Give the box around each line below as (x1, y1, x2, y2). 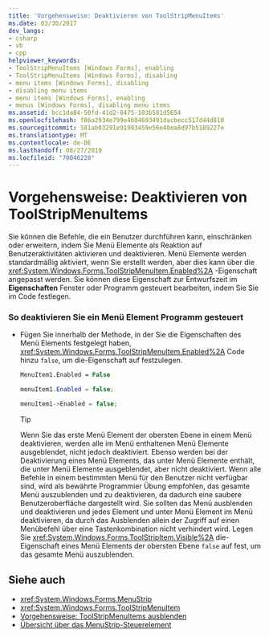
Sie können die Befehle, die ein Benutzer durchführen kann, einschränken (8, 232, 252, 242)
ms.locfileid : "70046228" (8, 153, 95, 161)
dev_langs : (8, 27, 45, 35)
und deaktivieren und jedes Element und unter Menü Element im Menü (19, 507, 253, 517)
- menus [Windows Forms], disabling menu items (8, 101, 171, 109)
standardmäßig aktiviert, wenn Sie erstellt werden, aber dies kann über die (8, 258, 255, 267)
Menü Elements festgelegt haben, (19, 338, 132, 348)
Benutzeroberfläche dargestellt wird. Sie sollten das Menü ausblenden (19, 499, 253, 508)
